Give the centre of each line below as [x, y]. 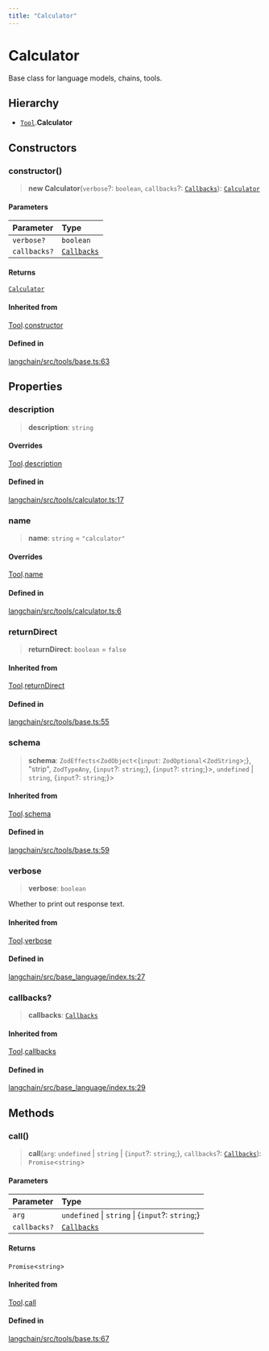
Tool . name [26, 574]
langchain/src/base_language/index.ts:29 [77, 1088]
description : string [61, 427]
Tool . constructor [36, 325]
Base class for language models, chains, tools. [85, 78]
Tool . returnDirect [37, 686]
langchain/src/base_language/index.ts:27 [77, 977]
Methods [31, 1113]
